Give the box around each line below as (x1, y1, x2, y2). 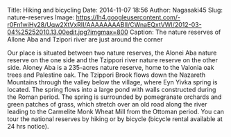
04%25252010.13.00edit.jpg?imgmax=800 (7, 28, 128, 36)
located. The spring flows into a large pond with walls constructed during (7, 86, 216, 93)
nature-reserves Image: (7, 13, 75, 21)
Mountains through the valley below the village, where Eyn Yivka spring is (7, 78, 218, 86)
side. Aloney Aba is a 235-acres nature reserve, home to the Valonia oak (7, 64, 214, 71)
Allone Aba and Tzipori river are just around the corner (7, 35, 163, 44)
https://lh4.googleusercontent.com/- (76, 13, 181, 21)
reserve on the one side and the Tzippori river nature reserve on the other (7, 56, 219, 64)
